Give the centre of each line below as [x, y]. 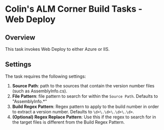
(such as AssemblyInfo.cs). [40, 91]
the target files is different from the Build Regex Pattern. [68, 122]
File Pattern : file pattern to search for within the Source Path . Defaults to [85, 96]
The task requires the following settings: [46, 76]
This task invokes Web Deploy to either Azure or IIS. [58, 49]
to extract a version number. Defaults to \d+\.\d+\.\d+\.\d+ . [73, 111]
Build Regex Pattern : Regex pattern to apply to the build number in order [85, 107]
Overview [20, 37]
